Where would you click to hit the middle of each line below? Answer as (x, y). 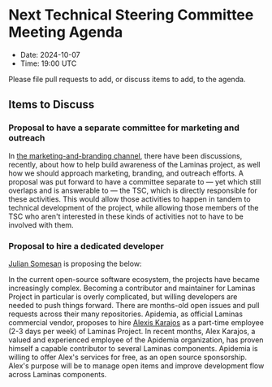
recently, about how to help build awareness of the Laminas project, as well (134, 164)
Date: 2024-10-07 (50, 54)
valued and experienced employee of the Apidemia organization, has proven (136, 340)
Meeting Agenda (66, 32)
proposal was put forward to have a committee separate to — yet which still (135, 181)
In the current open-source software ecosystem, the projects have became (134, 279)
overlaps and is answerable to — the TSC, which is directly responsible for (133, 190)
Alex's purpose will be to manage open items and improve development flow (136, 365)
